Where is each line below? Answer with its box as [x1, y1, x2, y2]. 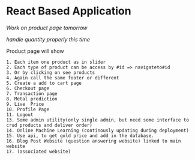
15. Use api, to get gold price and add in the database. [6, 132, 154, 139]
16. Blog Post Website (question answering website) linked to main [6, 138, 181, 144]
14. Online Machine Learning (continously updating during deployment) [6, 128, 189, 134]
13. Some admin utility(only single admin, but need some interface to [6, 117, 189, 123]
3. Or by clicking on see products [6, 69, 95, 76]
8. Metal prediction [6, 96, 58, 102]
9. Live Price [6, 101, 44, 107]
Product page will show [6, 47, 64, 55]
